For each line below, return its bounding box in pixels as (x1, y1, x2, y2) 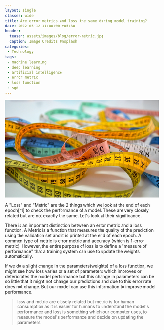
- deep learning (7, 65, 41, 70)
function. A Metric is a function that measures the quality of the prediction (5, 228, 154, 233)
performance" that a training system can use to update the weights (5, 248, 140, 254)
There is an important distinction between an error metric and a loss (5, 222, 142, 228)
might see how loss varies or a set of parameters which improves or (5, 268, 142, 274)
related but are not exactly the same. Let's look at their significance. (5, 213, 142, 219)
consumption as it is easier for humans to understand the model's (17, 304, 149, 310)
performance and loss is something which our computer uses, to (17, 309, 147, 315)
